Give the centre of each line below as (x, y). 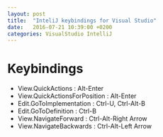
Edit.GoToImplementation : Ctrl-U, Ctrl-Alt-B (81, 104)
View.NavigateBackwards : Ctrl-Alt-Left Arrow (85, 126)
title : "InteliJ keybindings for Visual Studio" (82, 21)
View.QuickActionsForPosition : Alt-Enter (77, 96)
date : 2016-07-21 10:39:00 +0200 (60, 27)
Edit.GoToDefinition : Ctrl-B (57, 111)
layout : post (27, 14)
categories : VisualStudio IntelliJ (60, 34)
